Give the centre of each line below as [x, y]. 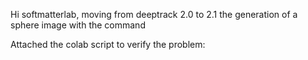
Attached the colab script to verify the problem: [108, 44]
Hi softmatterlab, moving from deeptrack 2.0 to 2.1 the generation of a [154, 14]
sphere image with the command [78, 25]
